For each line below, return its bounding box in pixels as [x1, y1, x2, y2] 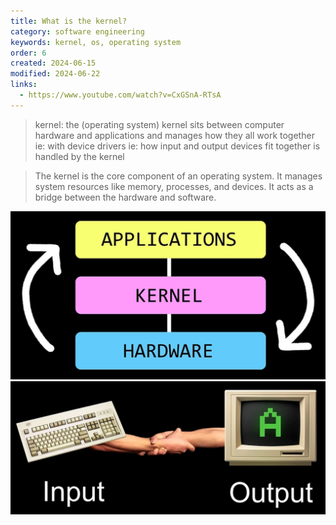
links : [10, 80, 38, 90]
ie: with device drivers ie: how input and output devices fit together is [34, 140, 321, 152]
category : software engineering [10, 26, 145, 37]
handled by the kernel [34, 150, 125, 162]
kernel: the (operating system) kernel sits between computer [34, 118, 285, 130]
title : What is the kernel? [10, 16, 128, 26]
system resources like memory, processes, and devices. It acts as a [34, 180, 314, 192]
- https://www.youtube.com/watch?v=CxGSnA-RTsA [19, 90, 222, 100]
